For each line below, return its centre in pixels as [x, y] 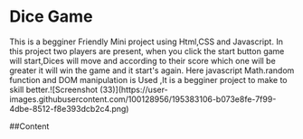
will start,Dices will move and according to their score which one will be [142, 60]
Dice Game [51, 17]
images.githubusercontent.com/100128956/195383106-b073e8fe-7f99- [143, 99]
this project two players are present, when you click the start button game [147, 51]
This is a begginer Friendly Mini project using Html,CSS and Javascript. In [146, 42]
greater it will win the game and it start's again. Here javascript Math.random [152, 70]
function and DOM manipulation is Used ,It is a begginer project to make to [148, 79]
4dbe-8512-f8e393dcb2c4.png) [69, 108]
